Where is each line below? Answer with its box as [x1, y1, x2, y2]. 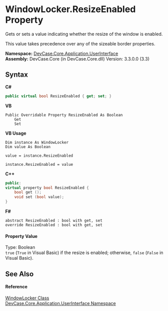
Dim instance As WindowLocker [5, 140, 69, 145]
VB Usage [5, 130, 27, 136]
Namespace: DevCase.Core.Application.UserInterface [5, 50, 119, 56]
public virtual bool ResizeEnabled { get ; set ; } [5, 93, 112, 99]
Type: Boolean [5, 244, 35, 251]
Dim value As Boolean [5, 144, 51, 149]
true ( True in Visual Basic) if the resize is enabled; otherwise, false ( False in [5, 250, 163, 256]
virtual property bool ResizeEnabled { [5, 185, 89, 190]
